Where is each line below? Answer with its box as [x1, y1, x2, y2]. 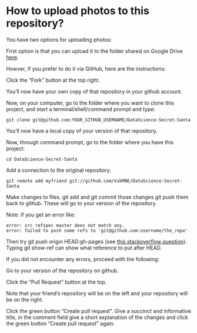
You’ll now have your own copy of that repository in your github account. [6, 88, 182, 95]
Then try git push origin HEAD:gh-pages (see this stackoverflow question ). [6, 238, 187, 245]
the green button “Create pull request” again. [6, 319, 115, 327]
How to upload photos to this [6, 4, 150, 18]
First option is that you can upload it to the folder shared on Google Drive [6, 47, 183, 54]
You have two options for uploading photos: [6, 36, 112, 43]
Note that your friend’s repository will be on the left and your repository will [6, 289, 188, 297]
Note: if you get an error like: [6, 211, 76, 218]
